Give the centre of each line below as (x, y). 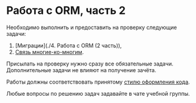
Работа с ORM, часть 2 (66, 11)
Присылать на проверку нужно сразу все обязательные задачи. (90, 64)
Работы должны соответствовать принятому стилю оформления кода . (98, 82)
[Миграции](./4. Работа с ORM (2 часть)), (68, 45)
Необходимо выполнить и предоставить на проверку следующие (92, 27)
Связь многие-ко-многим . (49, 51)
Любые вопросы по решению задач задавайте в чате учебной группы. (98, 93)
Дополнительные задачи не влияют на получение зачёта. (81, 70)
